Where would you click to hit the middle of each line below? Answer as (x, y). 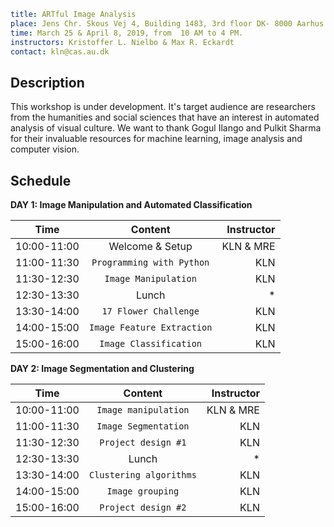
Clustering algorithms (142, 475)
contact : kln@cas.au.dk (60, 51)
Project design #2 (143, 507)
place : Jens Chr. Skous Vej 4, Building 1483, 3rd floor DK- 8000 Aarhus (167, 23)
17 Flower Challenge (150, 311)
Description (47, 82)
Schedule (41, 180)
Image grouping (143, 491)
